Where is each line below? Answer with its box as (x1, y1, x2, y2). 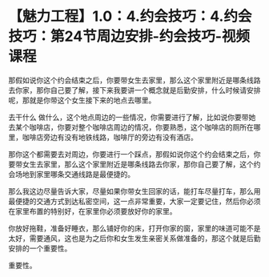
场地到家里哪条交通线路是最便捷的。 (14, 169, 134, 179)
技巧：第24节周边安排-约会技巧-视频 (8, 27, 251, 46)
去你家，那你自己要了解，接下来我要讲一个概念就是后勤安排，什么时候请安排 (8, 85, 261, 94)
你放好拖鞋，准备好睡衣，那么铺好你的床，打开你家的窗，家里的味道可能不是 (8, 223, 261, 233)
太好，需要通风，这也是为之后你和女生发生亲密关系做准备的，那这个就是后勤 (8, 233, 261, 243)
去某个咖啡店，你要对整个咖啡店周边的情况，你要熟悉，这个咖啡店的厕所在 (8, 122, 254, 132)
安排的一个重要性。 (8, 243, 72, 253)
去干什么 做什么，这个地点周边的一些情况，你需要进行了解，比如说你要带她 (8, 112, 256, 122)
